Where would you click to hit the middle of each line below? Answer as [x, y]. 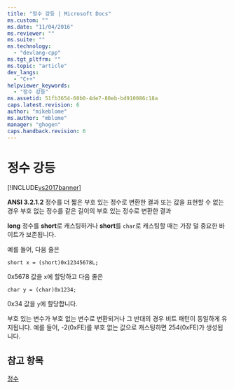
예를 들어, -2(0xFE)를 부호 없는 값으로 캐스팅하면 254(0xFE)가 [119, 327]
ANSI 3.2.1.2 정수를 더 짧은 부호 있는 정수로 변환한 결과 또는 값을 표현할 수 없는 [116, 202]
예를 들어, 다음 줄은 [33, 250]
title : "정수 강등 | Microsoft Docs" [60, 14]
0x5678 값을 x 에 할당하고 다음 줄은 [55, 277]
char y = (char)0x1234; [42, 290]
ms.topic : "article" [37, 66]
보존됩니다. [41, 235]
